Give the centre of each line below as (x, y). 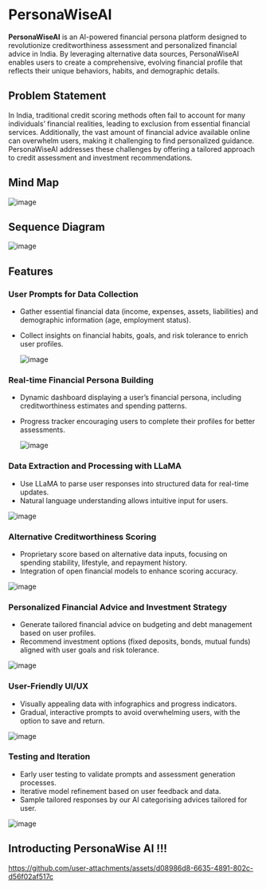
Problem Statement (57, 96)
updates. (34, 492)
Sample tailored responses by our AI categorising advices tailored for (133, 800)
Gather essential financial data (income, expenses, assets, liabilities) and (139, 312)
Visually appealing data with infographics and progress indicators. (128, 704)
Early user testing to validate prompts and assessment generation (127, 774)
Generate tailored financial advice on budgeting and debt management (136, 625)
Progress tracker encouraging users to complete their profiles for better (137, 422)
